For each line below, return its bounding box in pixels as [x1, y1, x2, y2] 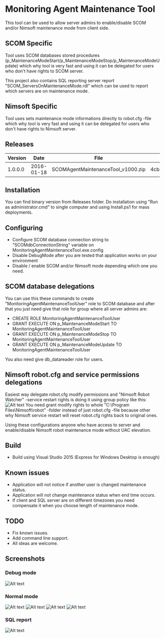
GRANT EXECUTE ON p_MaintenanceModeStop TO [12, 331, 117, 337]
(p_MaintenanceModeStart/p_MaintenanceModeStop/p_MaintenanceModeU [5, 58, 160, 64]
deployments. [5, 209, 33, 215]
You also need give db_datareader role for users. [5, 356, 104, 362]
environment [12, 257, 38, 263]
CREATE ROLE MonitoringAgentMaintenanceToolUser [12, 315, 121, 321]
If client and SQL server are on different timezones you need [12, 497, 135, 503]
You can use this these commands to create [5, 295, 94, 301]
